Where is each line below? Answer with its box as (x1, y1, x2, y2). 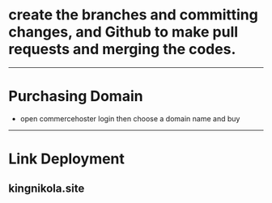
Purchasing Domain (8, 87, 143, 106)
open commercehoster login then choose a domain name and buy (19, 113, 240, 123)
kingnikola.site (8, 182, 85, 196)
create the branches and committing (8, 6, 259, 24)
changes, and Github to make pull (8, 23, 239, 41)
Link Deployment (8, 150, 125, 168)
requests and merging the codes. (8, 40, 236, 58)
